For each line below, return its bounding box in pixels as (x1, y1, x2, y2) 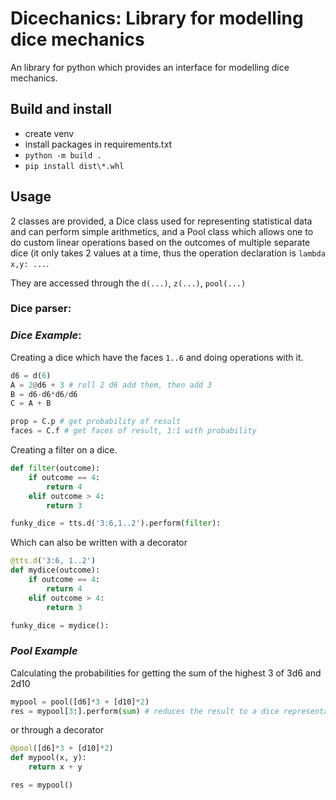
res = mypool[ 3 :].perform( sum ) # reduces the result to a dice (10, 706, 280, 716)
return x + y (28, 762, 83, 772)
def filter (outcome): (10, 463, 101, 474)
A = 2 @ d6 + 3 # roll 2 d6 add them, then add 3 (10, 380, 213, 390)
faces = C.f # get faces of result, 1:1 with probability (10, 426, 257, 436)
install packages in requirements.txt (24, 138, 173, 150)
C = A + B (10, 398, 52, 409)
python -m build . (24, 150, 102, 161)
